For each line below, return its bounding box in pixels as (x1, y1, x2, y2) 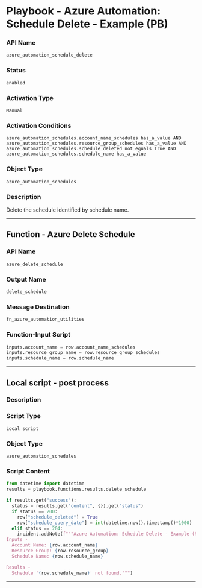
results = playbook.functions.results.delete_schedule (6, 487, 147, 493)
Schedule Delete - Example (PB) (6, 17, 168, 31)
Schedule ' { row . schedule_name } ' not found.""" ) (11, 570, 133, 576)
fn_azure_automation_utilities (6, 317, 85, 323)
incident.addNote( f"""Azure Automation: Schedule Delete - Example (17, 531, 189, 537)
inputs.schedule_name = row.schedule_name (6, 355, 114, 361)
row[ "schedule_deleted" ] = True (17, 514, 98, 520)
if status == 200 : (11, 508, 58, 514)
